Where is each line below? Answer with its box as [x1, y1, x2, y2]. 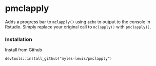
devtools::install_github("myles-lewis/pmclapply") [5, 56, 112, 61]
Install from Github [5, 47, 42, 53]
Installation [5, 36, 33, 42]
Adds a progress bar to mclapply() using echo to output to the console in [5, 19, 150, 25]
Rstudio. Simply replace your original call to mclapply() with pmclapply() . [5, 24, 151, 29]
